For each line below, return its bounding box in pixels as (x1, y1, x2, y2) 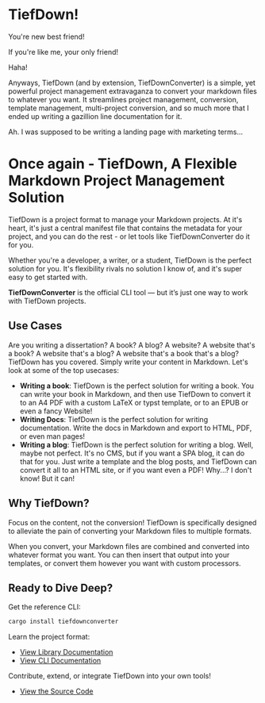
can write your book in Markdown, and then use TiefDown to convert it (19, 389, 252, 398)
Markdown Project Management (8, 172, 225, 190)
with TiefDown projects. (8, 296, 86, 305)
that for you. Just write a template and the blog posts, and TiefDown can (19, 456, 257, 466)
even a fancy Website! (19, 406, 93, 416)
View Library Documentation (19, 647, 113, 657)
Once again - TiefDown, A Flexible (8, 155, 238, 173)
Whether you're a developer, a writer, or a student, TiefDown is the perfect (8, 255, 252, 265)
